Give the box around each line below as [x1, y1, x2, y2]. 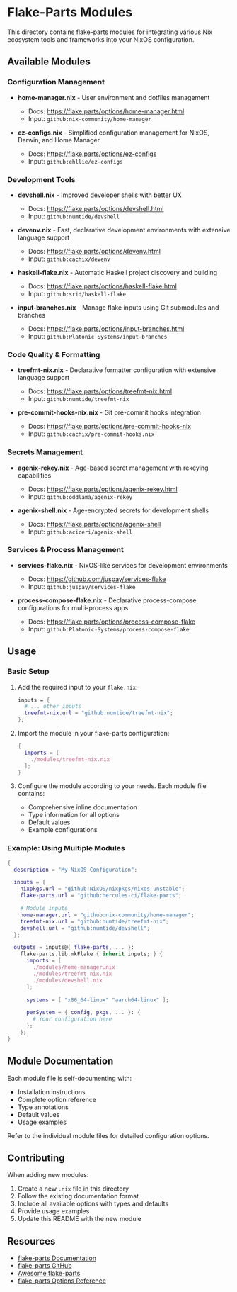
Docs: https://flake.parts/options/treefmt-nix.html [28, 387, 172, 395]
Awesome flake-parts [17, 1269, 81, 1278]
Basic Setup [7, 667, 50, 677]
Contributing [7, 1152, 65, 1164]
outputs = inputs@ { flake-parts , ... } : [13, 944, 134, 951]
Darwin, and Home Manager [17, 135, 100, 144]
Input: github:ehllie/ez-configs [28, 157, 123, 165]
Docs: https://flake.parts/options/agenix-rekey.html [28, 485, 178, 493]
